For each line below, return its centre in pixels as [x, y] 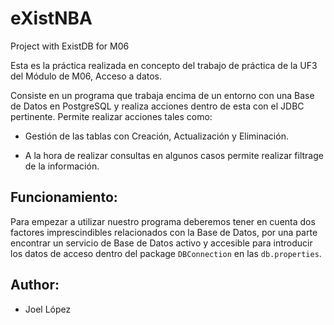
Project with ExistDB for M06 [70, 46]
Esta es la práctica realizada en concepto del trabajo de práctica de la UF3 [164, 65]
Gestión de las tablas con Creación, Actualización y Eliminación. [156, 136]
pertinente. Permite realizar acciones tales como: [111, 116]
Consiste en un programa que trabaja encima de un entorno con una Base [162, 95]
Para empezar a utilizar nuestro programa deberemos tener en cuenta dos [163, 221]
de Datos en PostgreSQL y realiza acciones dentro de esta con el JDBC [157, 106]
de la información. [62, 166]
